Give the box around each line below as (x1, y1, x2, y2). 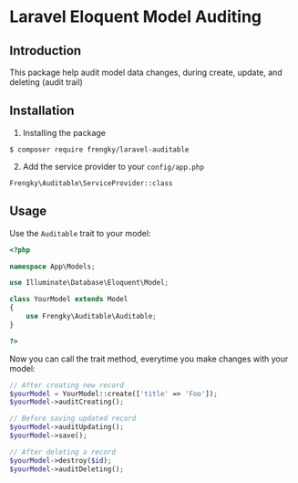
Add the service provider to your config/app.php (22, 161, 205, 172)
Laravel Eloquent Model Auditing (9, 6, 262, 27)
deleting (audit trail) (9, 77, 84, 88)
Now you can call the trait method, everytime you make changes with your (9, 353, 289, 364)
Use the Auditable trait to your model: (9, 227, 151, 238)
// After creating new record (9, 381, 125, 390)
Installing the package (22, 127, 107, 138)
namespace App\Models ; (9, 262, 96, 271)
